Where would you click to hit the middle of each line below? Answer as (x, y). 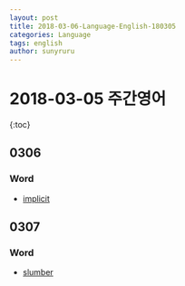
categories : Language (50, 34)
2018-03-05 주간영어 (88, 99)
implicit (36, 198)
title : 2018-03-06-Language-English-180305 (93, 26)
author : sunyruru (42, 52)
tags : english (36, 43)
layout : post (34, 18)
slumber (38, 272)
